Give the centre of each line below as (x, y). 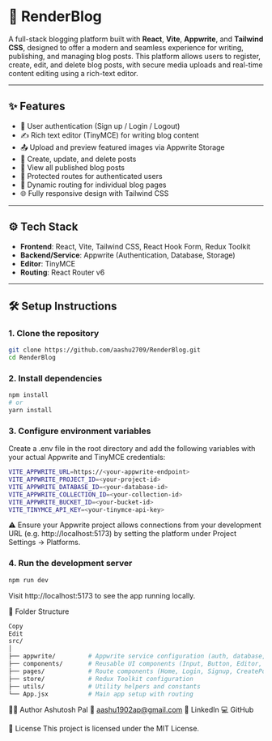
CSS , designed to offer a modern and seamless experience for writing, (126, 47)
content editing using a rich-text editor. (74, 73)
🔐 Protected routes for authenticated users (91, 176)
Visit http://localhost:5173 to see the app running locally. (102, 595)
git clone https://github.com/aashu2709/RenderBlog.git (104, 350)
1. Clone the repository (54, 333)
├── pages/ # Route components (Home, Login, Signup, (121, 671)
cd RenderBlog (32, 358)
